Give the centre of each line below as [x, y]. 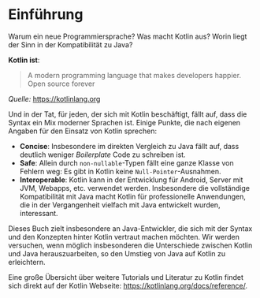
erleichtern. [27, 262]
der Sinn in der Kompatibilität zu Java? [71, 44]
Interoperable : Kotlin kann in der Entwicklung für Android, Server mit [131, 180]
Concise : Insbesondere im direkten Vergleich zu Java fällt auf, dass [129, 146]
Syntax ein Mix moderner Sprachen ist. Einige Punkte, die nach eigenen [124, 122]
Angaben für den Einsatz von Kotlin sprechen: [83, 131]
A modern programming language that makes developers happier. [134, 75]
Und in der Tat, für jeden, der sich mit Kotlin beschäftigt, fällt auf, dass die [128, 114]
